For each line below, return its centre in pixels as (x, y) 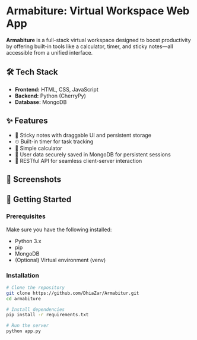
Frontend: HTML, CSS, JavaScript (57, 89)
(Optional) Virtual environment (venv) (60, 260)
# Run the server (28, 326)
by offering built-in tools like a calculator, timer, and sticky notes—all (90, 46)
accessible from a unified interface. (50, 52)
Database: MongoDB (41, 102)
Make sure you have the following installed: (59, 229)
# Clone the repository (36, 287)
